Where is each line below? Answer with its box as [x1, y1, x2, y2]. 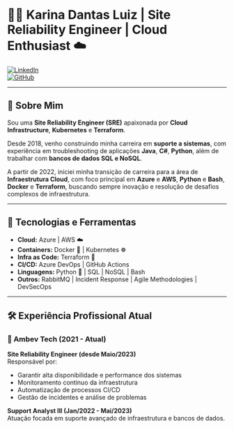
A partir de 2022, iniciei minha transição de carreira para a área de [7, 167, 198, 175]
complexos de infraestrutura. [7, 189, 91, 198]
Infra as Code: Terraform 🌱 [17, 253, 95, 261]
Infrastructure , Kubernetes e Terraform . [7, 125, 126, 134]
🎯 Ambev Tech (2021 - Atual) [7, 334, 107, 344]
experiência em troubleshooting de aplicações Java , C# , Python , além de [7, 146, 219, 155]
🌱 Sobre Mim [7, 100, 64, 111]
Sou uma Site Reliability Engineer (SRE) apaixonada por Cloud [7, 118, 188, 127]
